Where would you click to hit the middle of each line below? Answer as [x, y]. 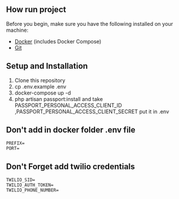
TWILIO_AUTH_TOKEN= [30, 185]
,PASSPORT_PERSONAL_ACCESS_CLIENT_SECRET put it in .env [92, 112]
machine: [17, 30]
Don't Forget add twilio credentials [70, 166]
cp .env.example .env [40, 86]
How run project [36, 10]
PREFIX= [16, 143]
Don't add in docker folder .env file [71, 130]
